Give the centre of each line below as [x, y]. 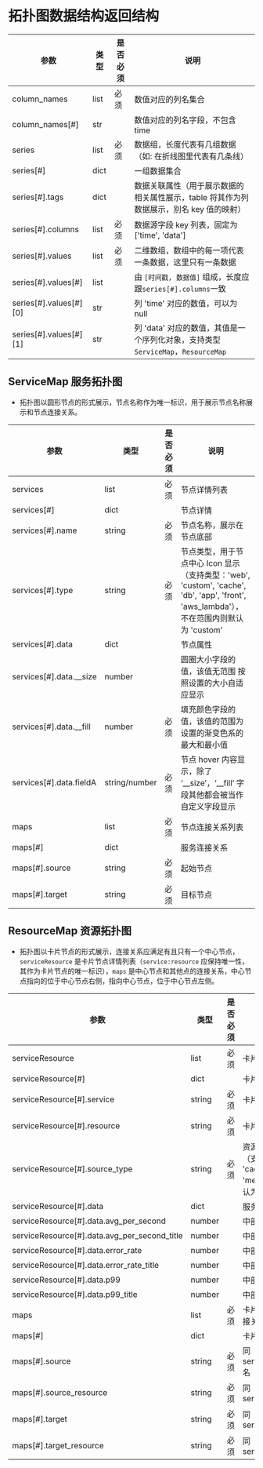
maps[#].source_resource [60, 1392]
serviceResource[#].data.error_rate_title [85, 1265]
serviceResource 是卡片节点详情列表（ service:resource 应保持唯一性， [134, 961]
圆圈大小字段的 [208, 659]
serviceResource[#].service [63, 1099]
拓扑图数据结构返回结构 [84, 16]
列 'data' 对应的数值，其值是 [186, 328]
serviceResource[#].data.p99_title [75, 1294]
